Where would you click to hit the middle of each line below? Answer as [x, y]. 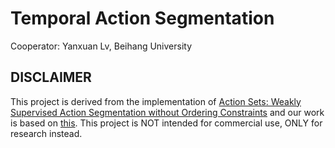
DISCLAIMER [51, 77]
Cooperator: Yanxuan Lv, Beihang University [101, 46]
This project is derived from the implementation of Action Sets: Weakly [156, 101]
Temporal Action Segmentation [142, 18]
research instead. [46, 133]
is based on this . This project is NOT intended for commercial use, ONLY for [166, 123]
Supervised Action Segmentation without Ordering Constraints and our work [167, 112]
